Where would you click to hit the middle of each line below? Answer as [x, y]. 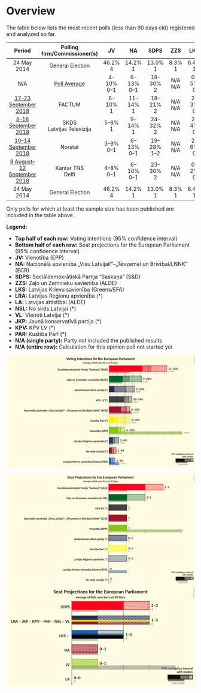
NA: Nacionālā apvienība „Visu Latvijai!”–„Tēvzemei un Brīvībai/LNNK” [101, 264]
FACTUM [70, 105]
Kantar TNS [70, 168]
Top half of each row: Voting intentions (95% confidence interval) [96, 238]
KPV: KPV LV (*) [35, 328]
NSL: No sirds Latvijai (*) [45, 308]
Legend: [17, 227]
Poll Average [70, 83]
